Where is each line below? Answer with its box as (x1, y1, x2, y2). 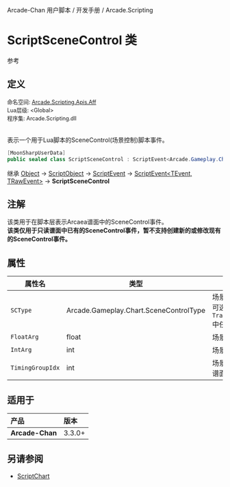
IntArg (10, 346, 32, 354)
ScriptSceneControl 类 (7, 33, 138, 48)
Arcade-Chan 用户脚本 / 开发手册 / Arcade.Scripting (7, 6, 153, 14)
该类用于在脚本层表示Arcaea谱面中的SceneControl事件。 (7, 218, 168, 226)
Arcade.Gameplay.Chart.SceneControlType (66, 306, 206, 316)
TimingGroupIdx (10, 364, 60, 372)
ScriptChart (16, 472, 50, 480)
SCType (10, 307, 32, 314)
